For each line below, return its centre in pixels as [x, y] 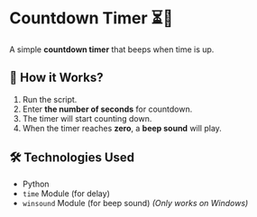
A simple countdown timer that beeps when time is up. [112, 49]
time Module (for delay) [66, 193]
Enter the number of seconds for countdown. [107, 109]
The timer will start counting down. [87, 118]
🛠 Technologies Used [72, 158]
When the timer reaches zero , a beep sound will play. [122, 128]
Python [36, 184]
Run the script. [50, 99]
